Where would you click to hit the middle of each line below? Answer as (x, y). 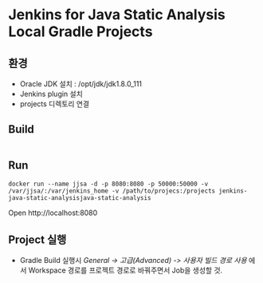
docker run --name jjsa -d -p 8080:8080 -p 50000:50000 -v (108, 184)
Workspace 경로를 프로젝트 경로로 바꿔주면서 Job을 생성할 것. (126, 270)
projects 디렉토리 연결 (55, 104)
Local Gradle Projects (80, 32)
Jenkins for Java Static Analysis (117, 15)
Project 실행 (37, 240)
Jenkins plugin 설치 (51, 94)
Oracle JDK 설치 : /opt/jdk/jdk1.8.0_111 (80, 84)
